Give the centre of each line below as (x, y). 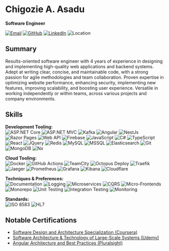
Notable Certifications (41, 220)
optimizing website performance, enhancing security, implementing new (80, 82)
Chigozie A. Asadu (45, 9)
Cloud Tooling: (21, 158)
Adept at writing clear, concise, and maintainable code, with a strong (77, 72)
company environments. (30, 98)
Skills (14, 115)
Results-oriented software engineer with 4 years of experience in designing (84, 61)
